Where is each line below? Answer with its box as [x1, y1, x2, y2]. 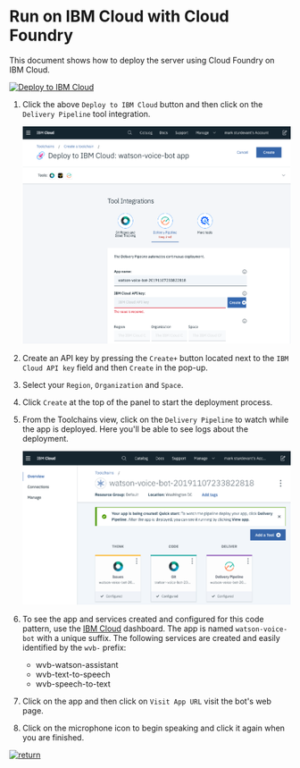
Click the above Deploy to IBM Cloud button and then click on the [21, 98, 263, 109]
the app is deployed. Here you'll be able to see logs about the [21, 424, 248, 435]
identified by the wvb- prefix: [21, 642, 127, 653]
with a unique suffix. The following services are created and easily [37, 632, 281, 643]
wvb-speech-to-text [35, 678, 112, 689]
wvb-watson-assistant [35, 659, 119, 670]
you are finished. [21, 731, 85, 743]
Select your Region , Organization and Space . [21, 380, 184, 391]
